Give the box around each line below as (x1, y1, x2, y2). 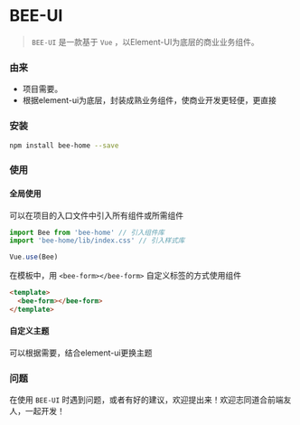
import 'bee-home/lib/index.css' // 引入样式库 (9, 236, 185, 245)
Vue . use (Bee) (9, 252, 59, 262)
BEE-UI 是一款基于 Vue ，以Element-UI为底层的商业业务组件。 (31, 36, 259, 47)
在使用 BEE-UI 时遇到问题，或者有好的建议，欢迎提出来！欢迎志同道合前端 (9, 394, 284, 405)
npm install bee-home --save (9, 141, 119, 150)
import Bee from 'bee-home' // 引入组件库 (9, 228, 165, 237)
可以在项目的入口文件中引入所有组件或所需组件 (9, 210, 183, 221)
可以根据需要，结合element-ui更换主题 (9, 347, 153, 358)
